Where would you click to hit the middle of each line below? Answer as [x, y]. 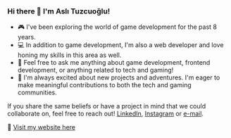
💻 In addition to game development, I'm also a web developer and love [120, 45]
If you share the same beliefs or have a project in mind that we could [107, 106]
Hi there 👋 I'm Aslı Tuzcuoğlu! [59, 11]
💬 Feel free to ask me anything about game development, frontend [114, 63]
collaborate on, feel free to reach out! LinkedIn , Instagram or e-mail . [106, 114]
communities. [37, 93]
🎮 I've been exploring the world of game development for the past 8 [117, 27]
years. [27, 37]
